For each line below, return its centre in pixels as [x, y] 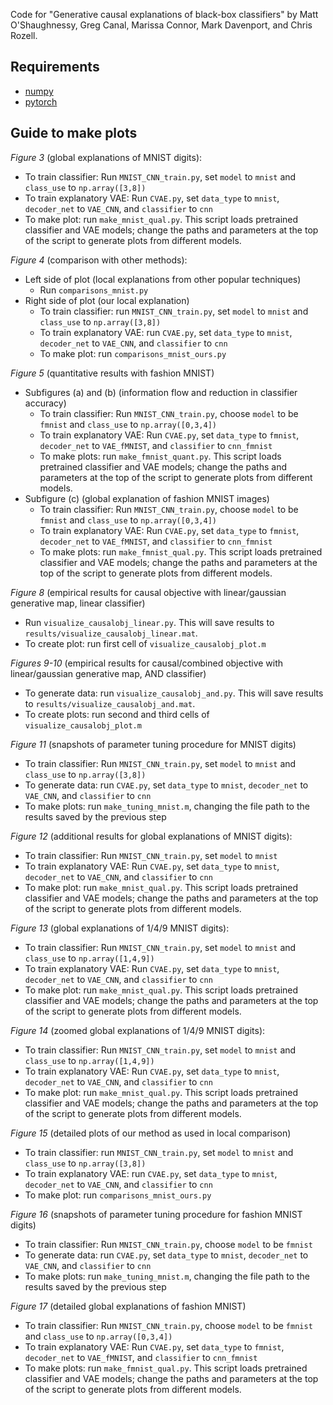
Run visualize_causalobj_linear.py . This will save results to [149, 622]
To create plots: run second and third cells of [117, 714]
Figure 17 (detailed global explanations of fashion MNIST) [128, 1306]
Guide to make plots [74, 133]
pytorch [41, 101]
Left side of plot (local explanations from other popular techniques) [163, 279]
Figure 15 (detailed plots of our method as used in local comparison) [151, 1133]
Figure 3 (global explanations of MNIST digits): [106, 157]
